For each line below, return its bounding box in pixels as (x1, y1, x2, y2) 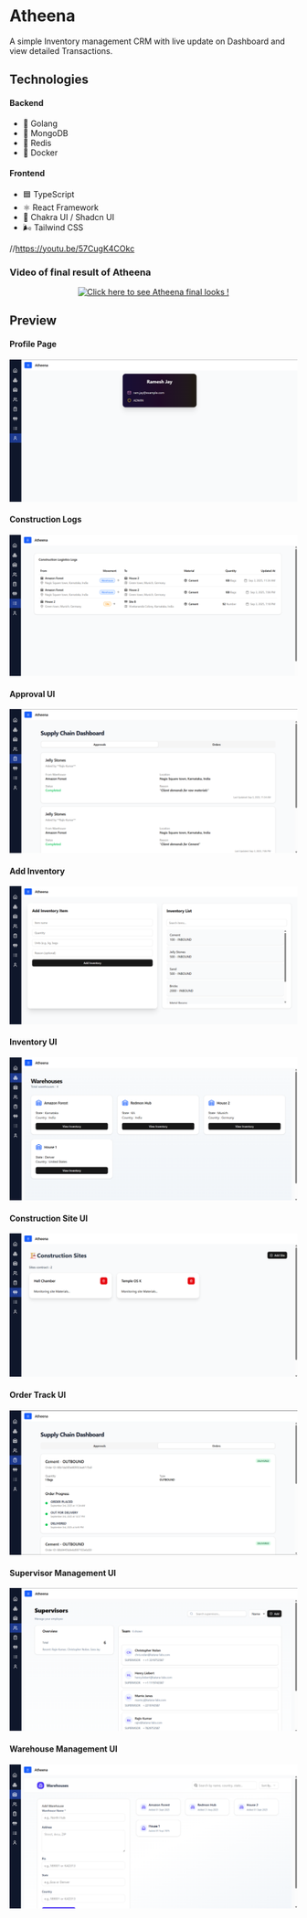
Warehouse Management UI (9, 1743, 118, 1754)
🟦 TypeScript (22, 188, 75, 199)
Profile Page (9, 339, 58, 350)
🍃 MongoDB (22, 127, 69, 138)
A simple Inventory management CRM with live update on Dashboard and (9, 36, 286, 47)
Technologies (9, 72, 90, 88)
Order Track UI (9, 1390, 67, 1401)
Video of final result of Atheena (9, 266, 152, 279)
